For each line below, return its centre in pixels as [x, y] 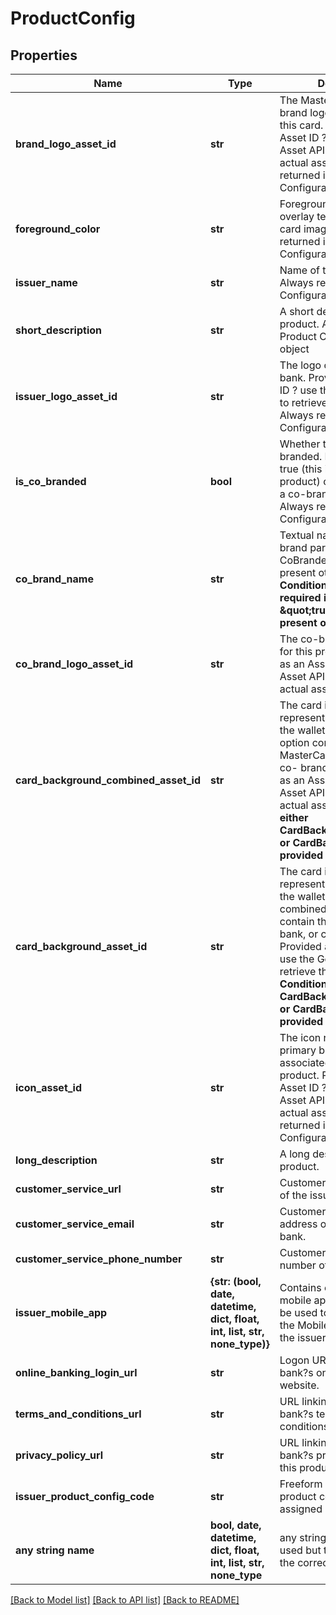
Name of [300, 270]
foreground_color [58, 229]
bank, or [299, 934]
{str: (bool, [235, 1281]
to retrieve [303, 402]
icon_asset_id [49, 1087]
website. [299, 1385]
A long [294, 1154]
